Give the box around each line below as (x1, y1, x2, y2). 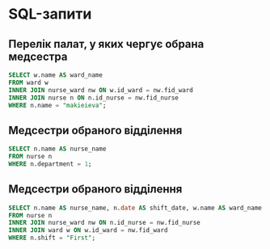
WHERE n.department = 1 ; (8, 159, 92, 168)
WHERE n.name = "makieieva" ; (8, 101, 107, 109)
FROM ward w (8, 78, 49, 87)
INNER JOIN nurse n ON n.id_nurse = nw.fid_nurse (8, 94, 179, 102)
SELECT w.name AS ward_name (8, 71, 103, 79)
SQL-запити (8, 5, 92, 23)
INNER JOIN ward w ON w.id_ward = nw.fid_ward (8, 226, 168, 234)
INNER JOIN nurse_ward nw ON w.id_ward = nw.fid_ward (8, 86, 194, 94)
